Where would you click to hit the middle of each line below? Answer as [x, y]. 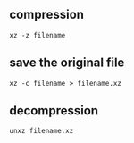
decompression [54, 111]
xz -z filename [38, 35]
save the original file [67, 63]
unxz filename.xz [42, 131]
